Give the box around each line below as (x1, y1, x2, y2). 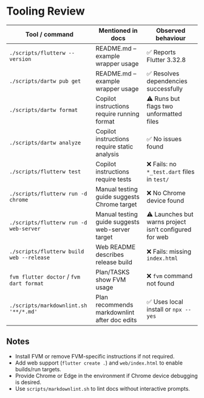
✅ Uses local (146, 297, 183, 305)
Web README (95, 242, 136, 251)
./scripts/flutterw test (9, 168, 81, 175)
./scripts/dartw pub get (9, 77, 81, 85)
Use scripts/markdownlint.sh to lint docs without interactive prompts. (15, 385, 190, 392)
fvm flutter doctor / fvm (9, 272, 81, 281)
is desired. (15, 379, 41, 386)
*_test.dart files (146, 167, 195, 176)
